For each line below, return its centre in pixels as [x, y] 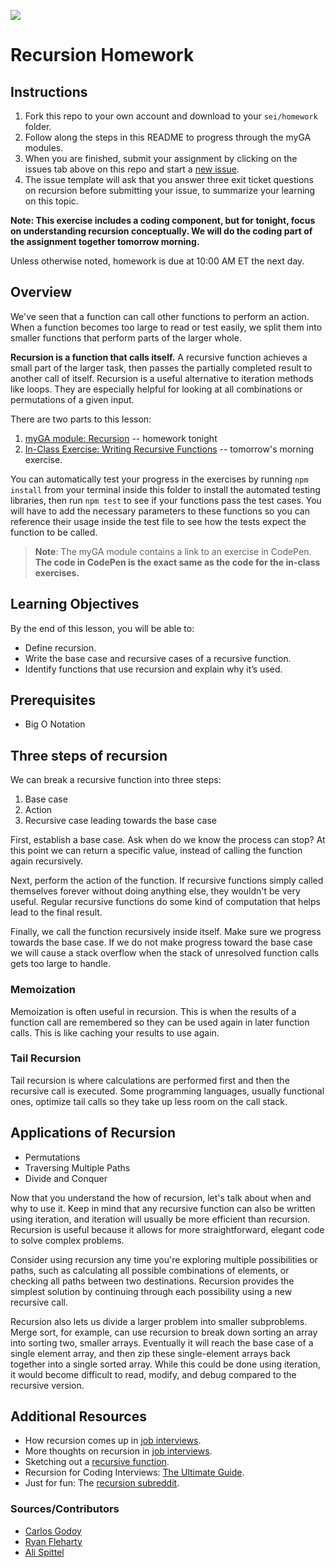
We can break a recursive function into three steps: [116, 780]
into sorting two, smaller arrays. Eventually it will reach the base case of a [162, 1342]
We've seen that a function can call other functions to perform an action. [160, 316]
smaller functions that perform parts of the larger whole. [126, 337]
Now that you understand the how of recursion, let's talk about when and [161, 1197]
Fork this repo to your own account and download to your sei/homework [171, 116]
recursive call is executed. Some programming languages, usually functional [167, 1091]
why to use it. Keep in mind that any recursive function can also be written [163, 1208]
